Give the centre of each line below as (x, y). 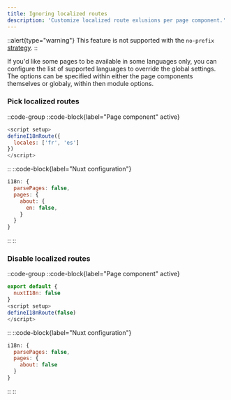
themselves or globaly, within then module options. (81, 83)
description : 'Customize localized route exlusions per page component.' (117, 20)
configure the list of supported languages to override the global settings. (112, 69)
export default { (32, 287)
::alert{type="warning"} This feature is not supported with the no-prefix (111, 40)
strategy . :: (23, 48)
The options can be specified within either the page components (100, 76)
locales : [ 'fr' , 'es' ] (46, 143)
